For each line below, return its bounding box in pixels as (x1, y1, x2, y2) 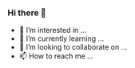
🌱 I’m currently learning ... (18, 34, 105, 43)
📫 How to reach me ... (18, 51, 93, 61)
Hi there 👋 (7, 7, 47, 18)
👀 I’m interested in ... (18, 26, 87, 35)
